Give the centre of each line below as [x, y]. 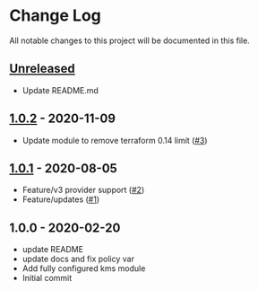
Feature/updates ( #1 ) [61, 199]
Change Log [55, 16]
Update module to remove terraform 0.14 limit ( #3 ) [115, 140]
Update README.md [60, 90]
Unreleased [43, 69]
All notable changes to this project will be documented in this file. [130, 40]
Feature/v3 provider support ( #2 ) [83, 190]
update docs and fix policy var [78, 259]
